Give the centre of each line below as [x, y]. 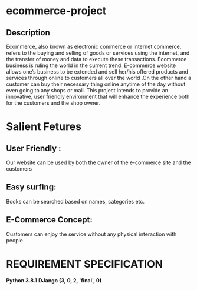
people [15, 240]
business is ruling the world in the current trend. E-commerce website [91, 65]
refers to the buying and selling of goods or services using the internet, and [98, 53]
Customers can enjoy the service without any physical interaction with [91, 234]
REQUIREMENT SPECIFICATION [85, 264]
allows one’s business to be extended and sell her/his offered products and [97, 71]
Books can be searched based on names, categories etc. [75, 201]
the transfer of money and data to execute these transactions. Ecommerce [96, 59]
